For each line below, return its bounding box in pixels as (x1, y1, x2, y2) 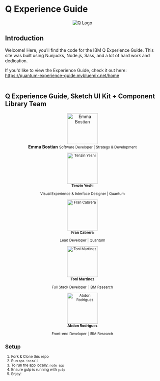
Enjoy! (11, 371, 22, 376)
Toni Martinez (70, 276, 95, 282)
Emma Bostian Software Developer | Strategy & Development (28, 144, 137, 150)
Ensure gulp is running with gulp (11, 367, 65, 372)
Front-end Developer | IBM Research (51, 331, 114, 336)
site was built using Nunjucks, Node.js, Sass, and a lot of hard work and (5, 52, 150, 58)
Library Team (5, 100, 47, 108)
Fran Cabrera (71, 230, 94, 235)
